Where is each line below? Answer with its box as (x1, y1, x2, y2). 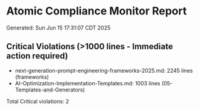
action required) (6, 51, 68, 61)
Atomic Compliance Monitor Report (6, 4, 187, 18)
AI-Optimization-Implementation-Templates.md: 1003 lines (14, 79, 161, 87)
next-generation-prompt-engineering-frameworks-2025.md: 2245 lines (14, 67, 193, 74)
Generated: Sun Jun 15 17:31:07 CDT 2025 (6, 24, 111, 31)
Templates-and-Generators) (14, 86, 86, 93)
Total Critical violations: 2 (6, 97, 69, 105)
